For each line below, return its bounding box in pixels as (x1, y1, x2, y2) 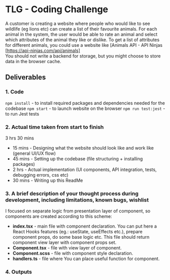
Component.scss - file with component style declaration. (12, 250, 133, 257)
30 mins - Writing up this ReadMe (12, 177, 83, 183)
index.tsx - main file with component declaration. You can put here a (12, 223, 157, 230)
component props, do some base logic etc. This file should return (12, 234, 150, 240)
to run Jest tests (5, 110, 40, 117)
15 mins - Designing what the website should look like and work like (12, 145, 154, 151)
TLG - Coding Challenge (5, 4, 109, 15)
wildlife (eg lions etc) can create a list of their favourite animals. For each (5, 25, 157, 32)
